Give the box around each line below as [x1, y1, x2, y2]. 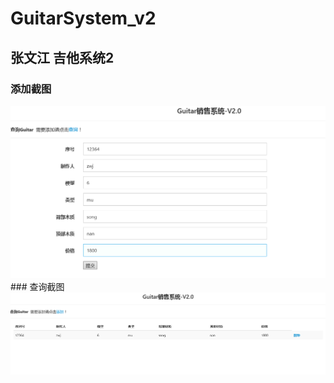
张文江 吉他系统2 [10, 49, 115, 66]
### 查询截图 [10, 280, 65, 292]
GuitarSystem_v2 [10, 7, 157, 30]
